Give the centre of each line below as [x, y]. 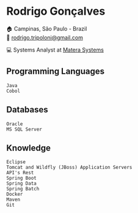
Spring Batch [23, 189]
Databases [27, 110]
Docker [15, 195]
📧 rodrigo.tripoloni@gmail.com [45, 37]
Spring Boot [21, 178]
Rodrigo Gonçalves [56, 11]
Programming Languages [56, 72]
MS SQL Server [24, 129]
